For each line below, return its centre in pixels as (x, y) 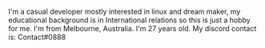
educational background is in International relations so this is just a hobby (129, 20)
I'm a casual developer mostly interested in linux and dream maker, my (124, 12)
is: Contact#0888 (37, 37)
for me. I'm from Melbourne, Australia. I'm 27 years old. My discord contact (132, 28)
